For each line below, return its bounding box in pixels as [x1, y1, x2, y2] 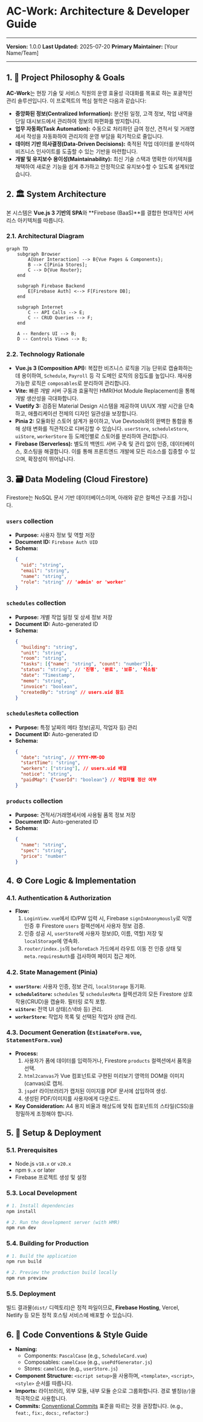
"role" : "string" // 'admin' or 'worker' [21, 579, 127, 585]
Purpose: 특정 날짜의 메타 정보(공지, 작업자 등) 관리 [14, 723, 138, 731]
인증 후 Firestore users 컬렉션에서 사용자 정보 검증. [24, 922, 145, 929]
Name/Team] [6, 49, 39, 56]
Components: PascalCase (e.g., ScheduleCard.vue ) [24, 1352, 147, 1360]
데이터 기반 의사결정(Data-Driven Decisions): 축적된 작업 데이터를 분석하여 [14, 140, 195, 147]
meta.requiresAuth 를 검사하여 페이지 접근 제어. [24, 952, 137, 960]
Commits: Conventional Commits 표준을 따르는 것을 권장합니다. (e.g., [14, 1403, 183, 1410]
